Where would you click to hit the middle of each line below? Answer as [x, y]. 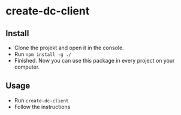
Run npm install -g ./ [43, 54]
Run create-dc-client [41, 100]
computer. [27, 67]
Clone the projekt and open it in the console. [69, 48]
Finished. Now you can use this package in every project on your [94, 61]
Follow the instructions [42, 107]
